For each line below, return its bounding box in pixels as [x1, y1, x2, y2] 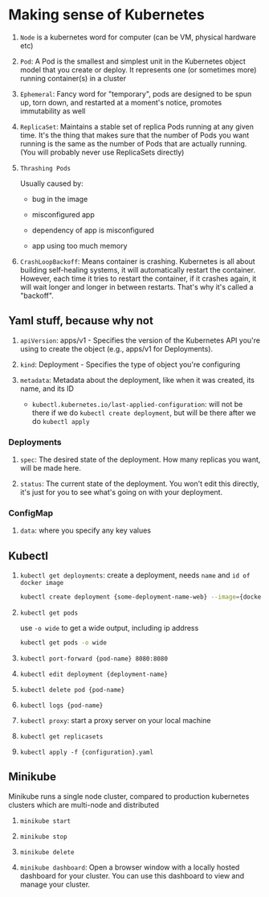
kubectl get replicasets [19, 732, 104, 741]
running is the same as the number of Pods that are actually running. [19, 138, 247, 148]
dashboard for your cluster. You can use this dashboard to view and [19, 870, 245, 880]
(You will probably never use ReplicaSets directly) [19, 147, 185, 157]
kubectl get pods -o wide [19, 639, 107, 647]
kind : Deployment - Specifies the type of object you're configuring [19, 360, 241, 369]
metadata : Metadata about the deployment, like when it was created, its [19, 375, 255, 385]
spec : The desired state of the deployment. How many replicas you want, [19, 455, 261, 464]
